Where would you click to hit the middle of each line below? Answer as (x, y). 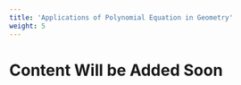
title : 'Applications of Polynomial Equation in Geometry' (121, 17)
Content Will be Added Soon (116, 70)
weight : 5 (28, 26)
